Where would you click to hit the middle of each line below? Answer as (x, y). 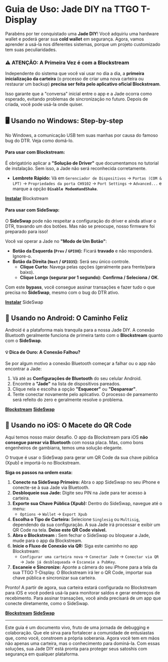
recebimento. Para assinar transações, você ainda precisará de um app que (83, 598)
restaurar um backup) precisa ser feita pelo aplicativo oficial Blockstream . (83, 84)
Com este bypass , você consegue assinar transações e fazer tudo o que (80, 287)
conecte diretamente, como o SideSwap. (47, 603)
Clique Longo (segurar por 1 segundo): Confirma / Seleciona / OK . (89, 277)
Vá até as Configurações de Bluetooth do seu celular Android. (77, 378)
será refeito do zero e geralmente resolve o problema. (68, 400)
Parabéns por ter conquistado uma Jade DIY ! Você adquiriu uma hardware (82, 33)
